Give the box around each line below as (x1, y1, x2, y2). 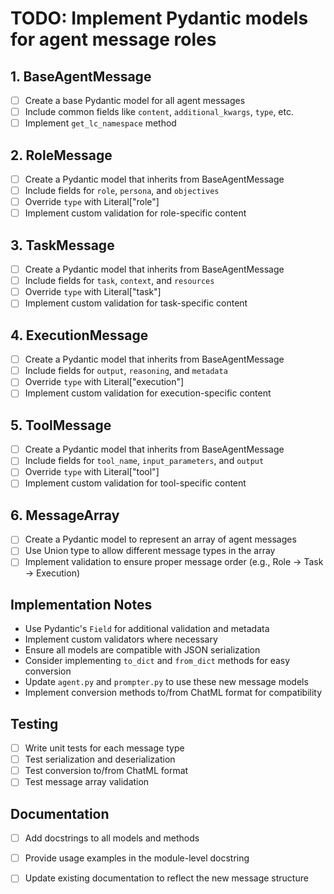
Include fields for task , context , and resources (24, 275, 215, 287)
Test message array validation (24, 776, 150, 788)
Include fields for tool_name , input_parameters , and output (24, 455, 265, 467)
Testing (10, 715, 59, 732)
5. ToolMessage (10, 417, 112, 434)
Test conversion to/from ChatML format (24, 765, 189, 777)
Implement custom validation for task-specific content (24, 297, 248, 309)
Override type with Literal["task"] (24, 286, 162, 298)
